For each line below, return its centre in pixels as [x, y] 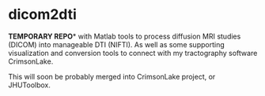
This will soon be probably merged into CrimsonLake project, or [112, 76]
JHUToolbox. [30, 85]
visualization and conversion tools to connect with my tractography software [133, 53]
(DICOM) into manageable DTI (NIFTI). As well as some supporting [117, 44]
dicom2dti [42, 15]
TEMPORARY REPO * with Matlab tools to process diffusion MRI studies [125, 36]
